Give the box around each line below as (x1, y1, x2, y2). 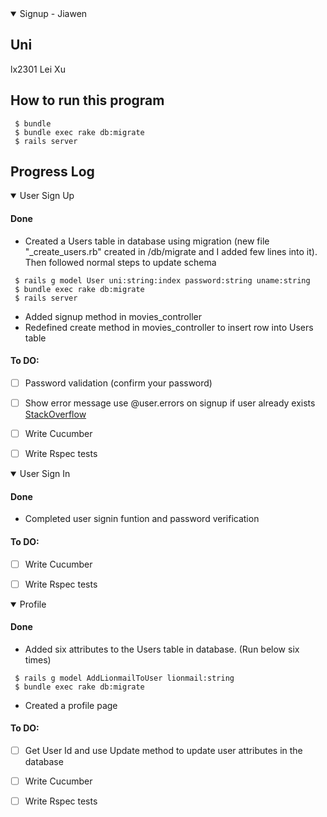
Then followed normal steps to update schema (24, 256, 217, 268)
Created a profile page (24, 699, 118, 711)
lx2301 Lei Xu (10, 63, 66, 75)
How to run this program (10, 92, 165, 109)
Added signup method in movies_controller (24, 310, 202, 322)
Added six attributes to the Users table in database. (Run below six (24, 643, 300, 655)
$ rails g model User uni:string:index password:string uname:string (14, 275, 311, 286)
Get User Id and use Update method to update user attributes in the (24, 745, 303, 757)
